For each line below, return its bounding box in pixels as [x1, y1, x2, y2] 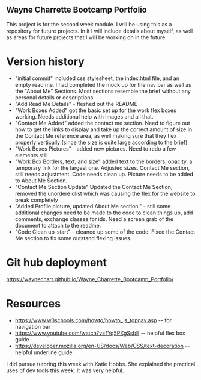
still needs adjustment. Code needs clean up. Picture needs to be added [14, 170, 194, 178]
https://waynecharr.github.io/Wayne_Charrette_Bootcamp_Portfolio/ [6, 275, 174, 282]
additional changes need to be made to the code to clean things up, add [14, 209, 193, 216]
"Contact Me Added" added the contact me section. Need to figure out [14, 119, 190, 126]
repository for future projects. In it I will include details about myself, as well [6, 27, 193, 34]
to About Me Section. [14, 177, 68, 184]
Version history [6, 55, 85, 68]
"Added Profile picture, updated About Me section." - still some [14, 202, 171, 210]
